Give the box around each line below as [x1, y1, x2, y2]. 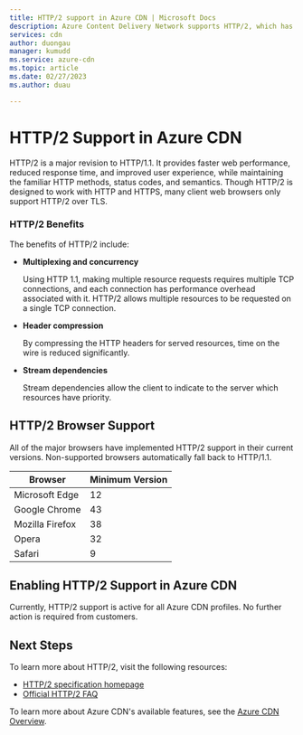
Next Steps [9, 637, 73, 653]
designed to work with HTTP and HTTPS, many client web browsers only [9, 186, 281, 197]
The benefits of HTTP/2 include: [9, 239, 129, 250]
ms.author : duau [9, 80, 71, 90]
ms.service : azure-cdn [9, 55, 95, 64]
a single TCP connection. [22, 302, 117, 313]
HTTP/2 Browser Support [9, 418, 156, 434]
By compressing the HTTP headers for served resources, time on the [22, 337, 280, 348]
